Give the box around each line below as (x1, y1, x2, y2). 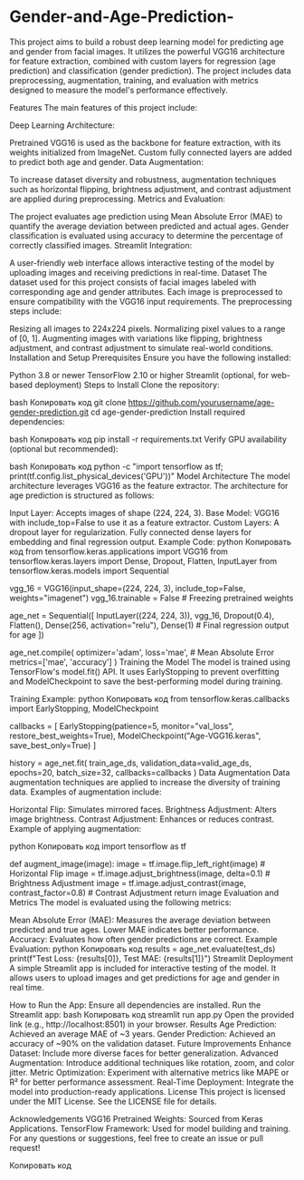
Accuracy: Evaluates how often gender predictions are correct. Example (9, 933, 278, 944)
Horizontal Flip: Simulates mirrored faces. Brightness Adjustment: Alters (9, 804, 278, 814)
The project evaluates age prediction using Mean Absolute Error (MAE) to (9, 210, 283, 221)
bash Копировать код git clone (9, 396, 127, 407)
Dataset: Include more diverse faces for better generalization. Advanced (9, 1048, 279, 1058)
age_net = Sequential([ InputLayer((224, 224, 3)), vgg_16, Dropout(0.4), (9, 610, 275, 620)
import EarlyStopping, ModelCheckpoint (9, 703, 159, 714)
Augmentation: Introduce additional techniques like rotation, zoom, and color (9, 1057, 295, 1068)
